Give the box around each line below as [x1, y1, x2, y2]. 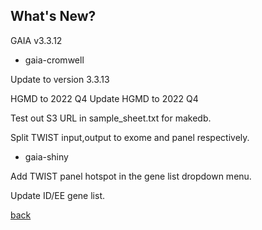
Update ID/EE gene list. [10, 189, 105, 201]
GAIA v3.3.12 [10, 34, 63, 46]
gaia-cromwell [24, 54, 85, 66]
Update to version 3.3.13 [10, 73, 110, 85]
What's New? [10, 8, 97, 25]
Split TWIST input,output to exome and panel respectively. [10, 131, 250, 143]
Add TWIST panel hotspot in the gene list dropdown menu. [10, 170, 252, 182]
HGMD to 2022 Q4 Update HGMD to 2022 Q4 [10, 92, 199, 104]
